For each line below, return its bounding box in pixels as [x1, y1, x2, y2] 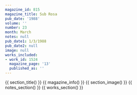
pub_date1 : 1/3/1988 [5, 39, 47, 44]
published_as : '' [9, 66, 45, 71]
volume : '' [5, 20, 27, 26]
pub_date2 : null [5, 43, 38, 48]
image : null [5, 48, 29, 53]
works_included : [5, 52, 38, 57]
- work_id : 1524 [5, 57, 38, 62]
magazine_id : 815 [5, 7, 40, 12]
